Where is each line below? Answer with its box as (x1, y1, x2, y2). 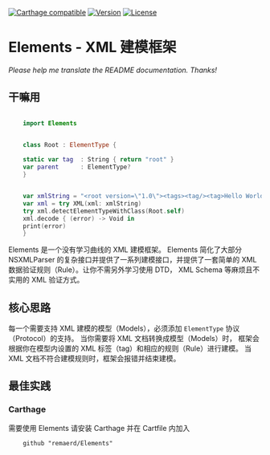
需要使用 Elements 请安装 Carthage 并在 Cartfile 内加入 (8, 423, 190, 433)
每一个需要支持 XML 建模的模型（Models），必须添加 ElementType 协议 (8, 323, 240, 333)
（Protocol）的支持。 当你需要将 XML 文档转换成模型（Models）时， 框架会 (8, 334, 260, 343)
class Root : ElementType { (22, 140, 117, 148)
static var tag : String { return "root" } (22, 156, 174, 164)
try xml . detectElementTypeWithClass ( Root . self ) (22, 207, 185, 215)
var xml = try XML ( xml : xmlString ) (22, 199, 142, 208)
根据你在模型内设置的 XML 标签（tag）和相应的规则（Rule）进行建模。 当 (8, 343, 252, 353)
